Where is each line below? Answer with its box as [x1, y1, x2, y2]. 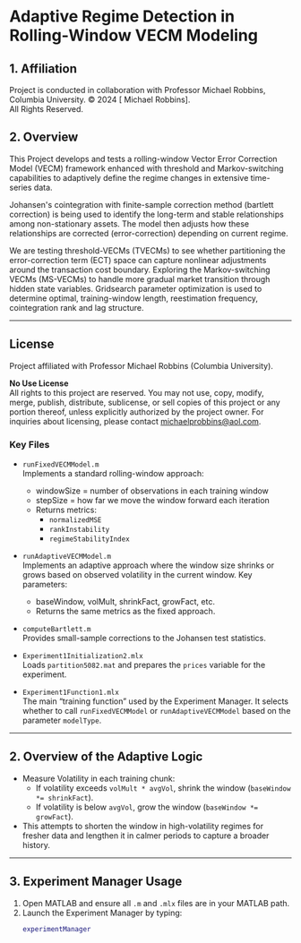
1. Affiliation [9, 61, 78, 76]
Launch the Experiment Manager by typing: [21, 907, 183, 918]
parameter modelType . [21, 715, 102, 725]
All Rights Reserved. [9, 104, 83, 114]
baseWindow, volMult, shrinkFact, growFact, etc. [35, 596, 215, 606]
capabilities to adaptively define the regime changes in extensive [9, 172, 249, 183]
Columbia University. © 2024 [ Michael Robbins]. [9, 94, 191, 105]
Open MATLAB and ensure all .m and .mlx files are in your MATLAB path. [21, 897, 290, 908]
